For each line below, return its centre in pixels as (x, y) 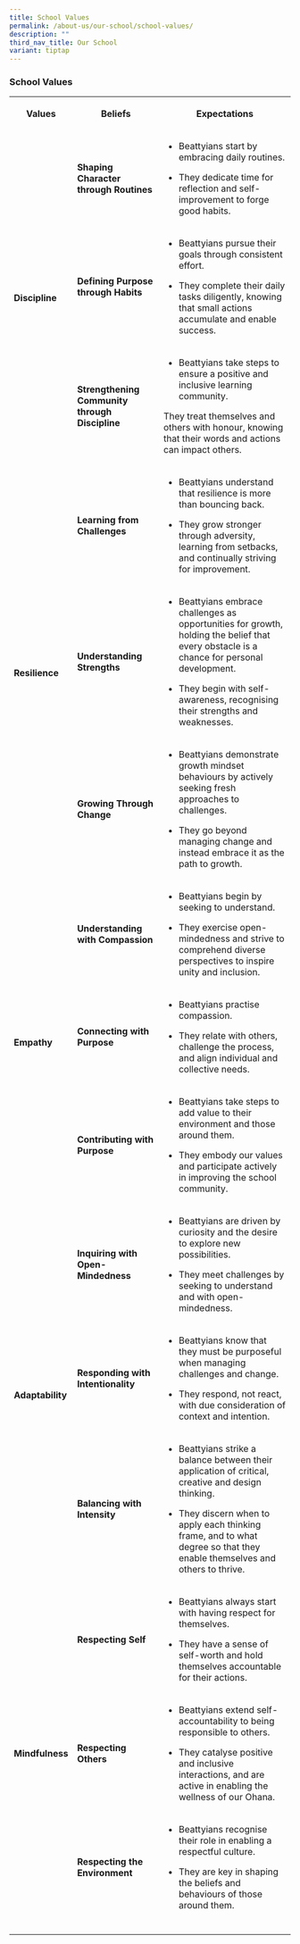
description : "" (39, 34)
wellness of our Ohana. (226, 1798)
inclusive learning (215, 385)
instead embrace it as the (231, 853)
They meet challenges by (231, 1275)
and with (196, 1297)
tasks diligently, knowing (230, 297)
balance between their (225, 1460)
